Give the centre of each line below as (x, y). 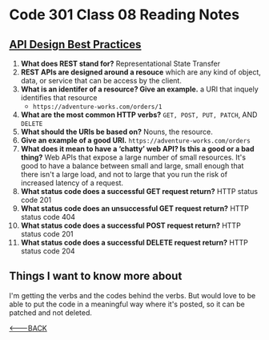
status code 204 (48, 251)
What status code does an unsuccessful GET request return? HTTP (134, 208)
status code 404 (48, 217)
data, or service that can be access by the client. (101, 81)
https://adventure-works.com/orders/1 (97, 107)
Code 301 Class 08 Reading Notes (124, 15)
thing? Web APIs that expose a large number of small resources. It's (133, 157)
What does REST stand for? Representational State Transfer (120, 63)
